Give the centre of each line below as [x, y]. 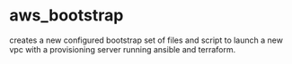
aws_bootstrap [66, 16]
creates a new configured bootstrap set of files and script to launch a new [146, 40]
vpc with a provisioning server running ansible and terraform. [123, 49]
